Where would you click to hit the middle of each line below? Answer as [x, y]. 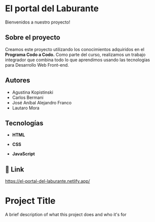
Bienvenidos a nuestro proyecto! [38, 22]
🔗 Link [15, 169]
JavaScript [23, 154]
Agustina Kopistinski [33, 92]
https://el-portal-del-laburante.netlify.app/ [48, 181]
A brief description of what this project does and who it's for [66, 215]
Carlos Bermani [28, 97]
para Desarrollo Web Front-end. [37, 65]
